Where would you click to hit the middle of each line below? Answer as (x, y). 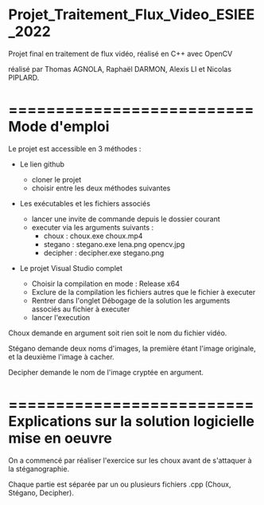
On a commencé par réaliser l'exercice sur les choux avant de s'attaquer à (130, 460)
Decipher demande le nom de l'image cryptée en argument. (106, 372)
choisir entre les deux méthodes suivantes (101, 188)
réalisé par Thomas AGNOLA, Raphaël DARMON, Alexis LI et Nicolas (120, 69)
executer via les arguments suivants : (92, 227)
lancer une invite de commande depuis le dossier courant (126, 219)
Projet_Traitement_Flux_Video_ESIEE (132, 15)
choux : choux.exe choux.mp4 (93, 236)
